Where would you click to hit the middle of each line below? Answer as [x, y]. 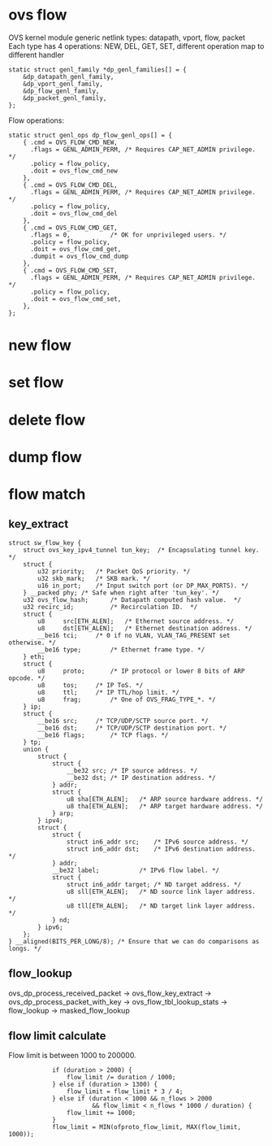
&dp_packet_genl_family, [65, 98]
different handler [37, 54]
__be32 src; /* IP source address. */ [132, 770]
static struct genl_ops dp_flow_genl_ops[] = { [91, 135]
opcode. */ [27, 678]
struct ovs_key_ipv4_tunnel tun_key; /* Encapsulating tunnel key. [141, 550]
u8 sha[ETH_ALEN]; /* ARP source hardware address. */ [165, 799]
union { [36, 749]
